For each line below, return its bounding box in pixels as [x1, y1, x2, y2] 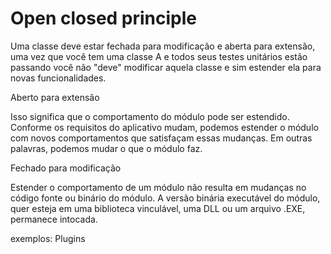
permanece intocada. [10, 213, 98, 225]
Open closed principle [10, 7, 198, 30]
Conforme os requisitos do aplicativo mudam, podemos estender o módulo [10, 121, 319, 133]
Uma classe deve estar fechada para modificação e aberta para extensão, [10, 40, 316, 52]
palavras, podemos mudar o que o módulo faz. [10, 142, 203, 154]
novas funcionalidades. [10, 72, 107, 84]
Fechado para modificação [10, 162, 122, 174]
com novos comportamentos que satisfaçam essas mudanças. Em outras [10, 132, 313, 144]
